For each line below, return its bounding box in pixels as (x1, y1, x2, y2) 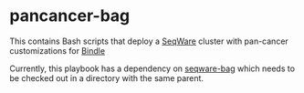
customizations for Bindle (9, 45, 106, 56)
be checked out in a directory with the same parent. (9, 72, 204, 83)
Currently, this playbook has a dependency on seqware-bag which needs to (9, 63, 295, 74)
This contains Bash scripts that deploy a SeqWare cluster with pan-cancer (9, 36, 289, 46)
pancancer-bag (9, 5, 131, 26)
